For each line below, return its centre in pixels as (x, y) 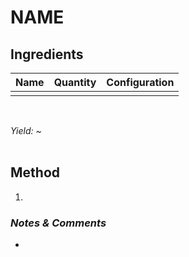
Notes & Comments (58, 223)
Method (35, 172)
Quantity (75, 82)
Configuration (140, 82)
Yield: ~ (26, 130)
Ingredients (47, 54)
